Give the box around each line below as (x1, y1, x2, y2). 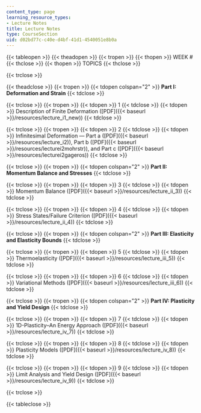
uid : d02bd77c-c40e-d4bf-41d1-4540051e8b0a (6, 37, 117, 43)
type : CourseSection (6, 31, 58, 37)
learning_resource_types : (6, 14, 71, 20)
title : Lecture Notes (6, 25, 61, 32)
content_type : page (6, 8, 55, 15)
